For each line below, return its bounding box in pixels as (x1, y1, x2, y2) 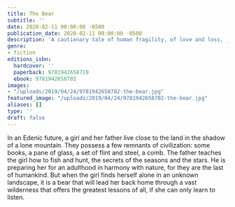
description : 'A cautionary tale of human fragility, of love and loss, (7, 36, 224, 43)
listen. (7, 193, 25, 201)
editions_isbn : (7, 56, 52, 63)
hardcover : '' (13, 62, 55, 69)
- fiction (7, 50, 36, 57)
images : (7, 82, 30, 89)
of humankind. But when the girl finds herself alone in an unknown (7, 171, 199, 179)
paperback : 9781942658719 (13, 69, 90, 76)
